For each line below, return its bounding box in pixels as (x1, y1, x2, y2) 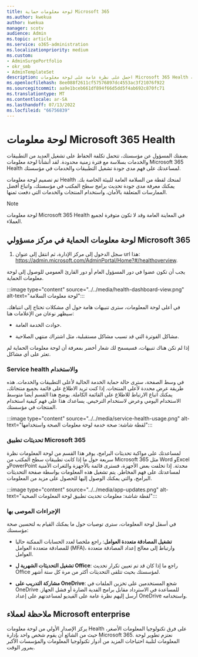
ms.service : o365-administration (6, 42, 89, 48)
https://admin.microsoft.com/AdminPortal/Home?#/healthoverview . (15, 257, 178, 264)
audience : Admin (6, 31, 46, 37)
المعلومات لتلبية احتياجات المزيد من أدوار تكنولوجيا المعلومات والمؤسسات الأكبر (6, 638, 180, 645)
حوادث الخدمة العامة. (15, 321, 62, 328)
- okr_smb (6, 63, 31, 70)
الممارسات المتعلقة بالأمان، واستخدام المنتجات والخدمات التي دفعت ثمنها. (6, 189, 167, 196)
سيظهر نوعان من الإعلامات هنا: (6, 310, 74, 317)
